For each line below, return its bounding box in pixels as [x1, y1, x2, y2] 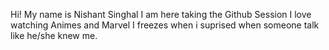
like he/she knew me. [10, 30, 98, 41]
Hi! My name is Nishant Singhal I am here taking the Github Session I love [10, 9, 312, 20]
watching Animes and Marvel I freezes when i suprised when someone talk [10, 19, 320, 31]
